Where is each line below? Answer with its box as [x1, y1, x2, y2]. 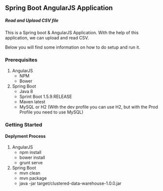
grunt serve [19, 159, 43, 165]
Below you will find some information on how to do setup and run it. [5, 44, 140, 50]
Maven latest [19, 98, 45, 104]
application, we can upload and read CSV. [5, 35, 89, 41]
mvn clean [19, 170, 40, 176]
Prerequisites [5, 57, 37, 63]
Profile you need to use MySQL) [19, 109, 84, 115]
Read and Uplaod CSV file [5, 17, 59, 23]
